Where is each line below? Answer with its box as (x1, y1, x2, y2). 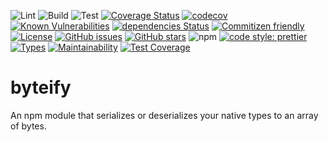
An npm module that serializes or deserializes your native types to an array (10, 109, 319, 121)
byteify (10, 76, 72, 99)
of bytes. (10, 120, 47, 132)
